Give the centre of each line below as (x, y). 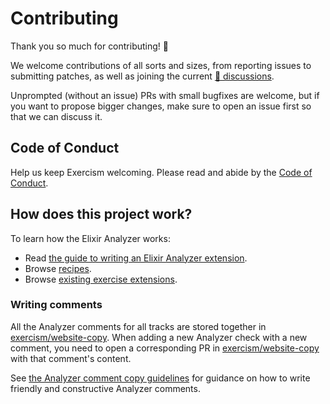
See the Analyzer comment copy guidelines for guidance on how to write (160, 378)
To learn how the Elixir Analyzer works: (90, 238)
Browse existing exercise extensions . (101, 279)
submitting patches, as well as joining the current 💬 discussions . (142, 76)
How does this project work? (101, 214)
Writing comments (56, 305)
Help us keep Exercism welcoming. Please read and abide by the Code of (161, 172)
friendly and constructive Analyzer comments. (105, 388)
